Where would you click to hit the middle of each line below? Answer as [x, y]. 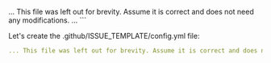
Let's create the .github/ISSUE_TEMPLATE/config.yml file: [104, 36]
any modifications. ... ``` [48, 20]
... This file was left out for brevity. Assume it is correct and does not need [131, 12]
